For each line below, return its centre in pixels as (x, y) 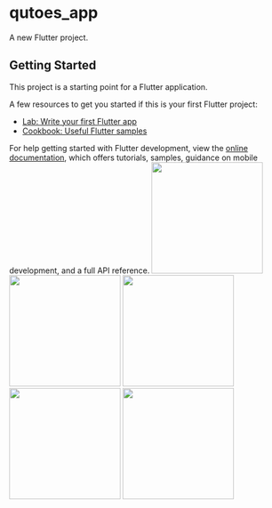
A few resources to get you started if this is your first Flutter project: (133, 104)
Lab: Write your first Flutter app (80, 121)
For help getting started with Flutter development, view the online (129, 148)
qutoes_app (54, 13)
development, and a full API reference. (80, 270)
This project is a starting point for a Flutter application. (108, 86)
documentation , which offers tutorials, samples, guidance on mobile (133, 157)
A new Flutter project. (49, 37)
